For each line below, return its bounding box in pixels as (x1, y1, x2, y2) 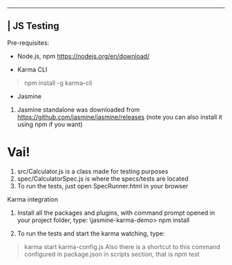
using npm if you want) (17, 120, 83, 128)
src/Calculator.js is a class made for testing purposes (17, 167, 168, 175)
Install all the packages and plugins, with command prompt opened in (17, 208, 215, 217)
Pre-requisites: (7, 39, 50, 47)
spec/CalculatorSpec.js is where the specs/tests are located (17, 174, 188, 183)
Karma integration (7, 195, 59, 204)
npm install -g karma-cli (23, 79, 93, 87)
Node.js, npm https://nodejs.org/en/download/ (17, 52, 150, 60)
